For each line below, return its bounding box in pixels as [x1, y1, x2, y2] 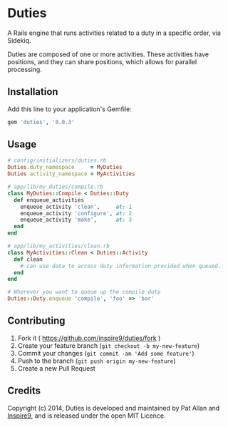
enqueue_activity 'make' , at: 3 [20, 216, 133, 224]
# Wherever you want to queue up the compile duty [7, 289, 161, 296]
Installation [7, 86, 58, 98]
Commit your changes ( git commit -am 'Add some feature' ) [17, 349, 195, 357]
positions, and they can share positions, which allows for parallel [7, 57, 197, 66]
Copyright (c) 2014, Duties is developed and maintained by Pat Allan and [7, 403, 220, 412]
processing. [7, 65, 43, 73]
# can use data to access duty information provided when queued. [20, 262, 222, 269]
